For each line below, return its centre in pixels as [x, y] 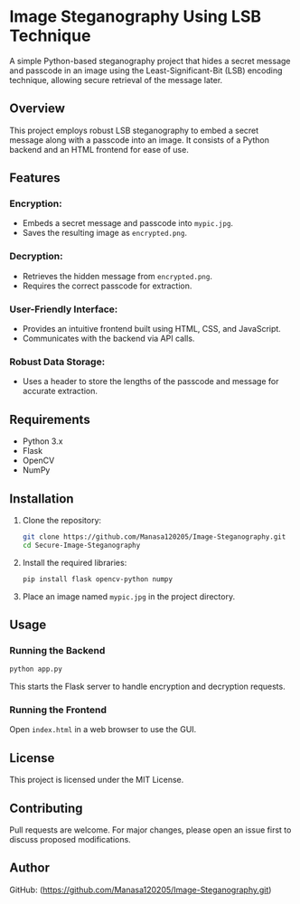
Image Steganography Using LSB [136, 17]
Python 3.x [42, 441]
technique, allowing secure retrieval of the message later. [116, 80]
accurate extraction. [60, 391]
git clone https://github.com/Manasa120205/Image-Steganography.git [154, 537]
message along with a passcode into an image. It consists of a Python [139, 140]
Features [35, 178]
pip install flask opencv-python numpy [98, 579]
